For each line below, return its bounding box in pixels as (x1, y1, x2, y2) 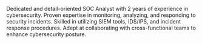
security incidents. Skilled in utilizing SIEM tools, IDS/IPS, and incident (6, 18, 181, 25)
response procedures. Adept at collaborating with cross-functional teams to (6, 24, 196, 31)
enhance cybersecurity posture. (6, 31, 87, 38)
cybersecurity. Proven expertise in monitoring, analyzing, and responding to (6, 11, 196, 19)
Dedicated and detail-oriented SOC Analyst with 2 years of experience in (6, 5, 189, 12)
